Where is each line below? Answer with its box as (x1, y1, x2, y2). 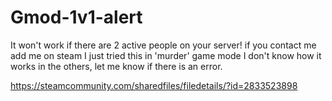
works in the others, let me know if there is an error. (10, 60, 223, 72)
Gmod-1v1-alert (10, 6, 143, 29)
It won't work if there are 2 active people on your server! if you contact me (10, 39, 317, 51)
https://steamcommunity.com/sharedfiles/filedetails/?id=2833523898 (10, 79, 298, 91)
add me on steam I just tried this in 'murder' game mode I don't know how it (10, 49, 322, 61)
